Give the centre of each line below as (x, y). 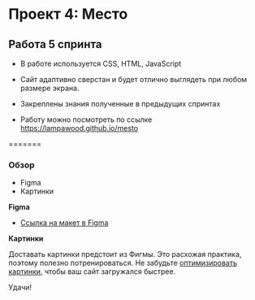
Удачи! (20, 287)
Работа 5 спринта (56, 44)
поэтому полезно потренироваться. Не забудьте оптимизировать (123, 263)
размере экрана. (50, 88)
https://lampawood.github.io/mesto (79, 128)
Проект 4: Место (68, 14)
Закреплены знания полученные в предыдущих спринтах (120, 104)
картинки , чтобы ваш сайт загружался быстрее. (92, 272)
